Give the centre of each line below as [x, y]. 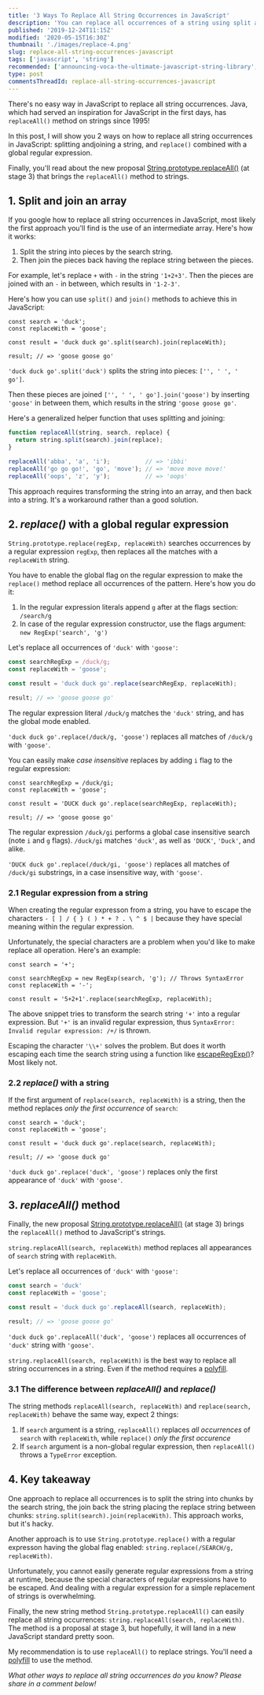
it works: [22, 236]
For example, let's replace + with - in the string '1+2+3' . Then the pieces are [131, 276]
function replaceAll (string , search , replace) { [89, 433]
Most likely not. [33, 1063]
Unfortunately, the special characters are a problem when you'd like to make [132, 942]
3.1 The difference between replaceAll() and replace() [112, 1389]
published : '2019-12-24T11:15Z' [61, 30]
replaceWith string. [39, 560]
